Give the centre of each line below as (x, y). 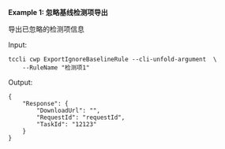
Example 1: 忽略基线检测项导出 (58, 12)
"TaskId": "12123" (67, 125)
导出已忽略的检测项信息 (46, 29)
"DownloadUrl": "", (69, 110)
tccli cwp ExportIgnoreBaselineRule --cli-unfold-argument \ (112, 59)
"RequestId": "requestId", (81, 117)
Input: (18, 45)
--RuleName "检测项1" (56, 68)
